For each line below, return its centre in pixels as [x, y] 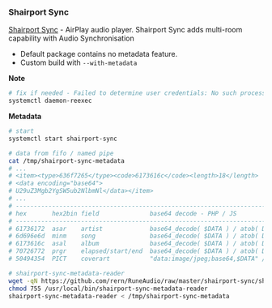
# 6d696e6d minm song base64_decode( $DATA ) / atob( [134, 236]
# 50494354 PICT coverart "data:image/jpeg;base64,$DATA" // [139, 259]
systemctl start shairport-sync [63, 139]
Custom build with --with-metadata [79, 62]
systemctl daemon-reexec [50, 101]
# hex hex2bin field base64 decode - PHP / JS [123, 213]
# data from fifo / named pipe [61, 153]
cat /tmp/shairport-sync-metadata [67, 160]
